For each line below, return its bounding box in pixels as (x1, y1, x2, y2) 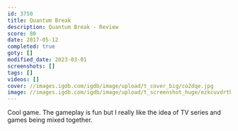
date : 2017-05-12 (7, 37, 59, 44)
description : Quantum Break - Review (7, 23, 119, 30)
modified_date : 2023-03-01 (7, 56, 87, 63)
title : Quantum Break (7, 17, 72, 24)
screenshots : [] (7, 63, 55, 70)
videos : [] (7, 75, 40, 83)
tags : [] (7, 69, 33, 76)
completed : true (7, 43, 55, 50)
